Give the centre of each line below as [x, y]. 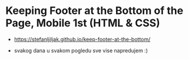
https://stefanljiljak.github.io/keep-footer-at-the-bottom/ [82, 39]
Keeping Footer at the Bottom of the [94, 11]
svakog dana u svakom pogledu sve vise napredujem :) [81, 50]
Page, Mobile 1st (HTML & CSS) [83, 23]
